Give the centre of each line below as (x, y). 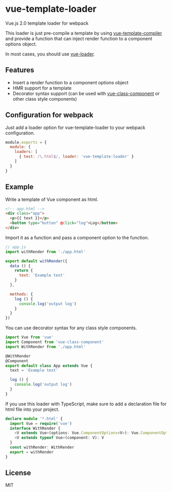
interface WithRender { (35, 428)
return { (24, 271)
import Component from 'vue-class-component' (55, 342)
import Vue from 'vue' (29, 337)
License (18, 473)
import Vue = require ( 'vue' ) (41, 423)
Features (20, 70)
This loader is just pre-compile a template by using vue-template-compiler (84, 33)
